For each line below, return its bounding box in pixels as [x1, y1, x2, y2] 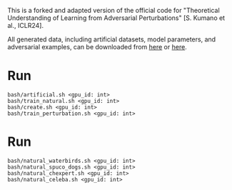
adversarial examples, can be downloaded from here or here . [7, 43, 187, 51]
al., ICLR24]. [7, 21, 44, 29]
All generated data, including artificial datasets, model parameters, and [7, 35, 216, 44]
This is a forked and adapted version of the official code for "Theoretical [7, 6, 220, 14]
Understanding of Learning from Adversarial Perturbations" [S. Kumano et [7, 14, 226, 22]
